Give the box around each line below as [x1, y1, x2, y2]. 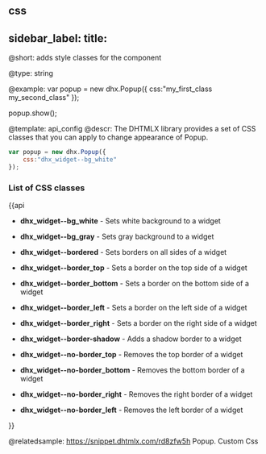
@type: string [8, 69, 54, 78]
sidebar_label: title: [8, 31, 107, 45]
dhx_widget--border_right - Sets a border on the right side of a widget [19, 319, 258, 328]
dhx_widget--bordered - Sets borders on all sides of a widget [19, 248, 227, 257]
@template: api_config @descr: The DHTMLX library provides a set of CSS [8, 124, 256, 134]
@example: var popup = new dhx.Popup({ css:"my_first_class [8, 84, 213, 94]
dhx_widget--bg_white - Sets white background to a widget [19, 216, 222, 226]
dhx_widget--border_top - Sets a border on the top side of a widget [19, 263, 247, 273]
